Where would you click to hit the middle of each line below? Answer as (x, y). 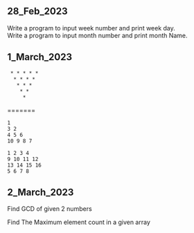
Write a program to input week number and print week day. (91, 28)
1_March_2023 (40, 57)
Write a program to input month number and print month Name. (98, 35)
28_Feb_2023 (37, 11)
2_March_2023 (41, 193)
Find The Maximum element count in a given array (79, 222)
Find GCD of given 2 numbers (50, 209)
